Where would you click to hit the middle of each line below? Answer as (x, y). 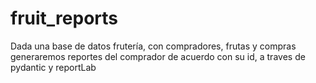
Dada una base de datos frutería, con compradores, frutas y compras (153, 46)
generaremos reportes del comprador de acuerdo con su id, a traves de (158, 56)
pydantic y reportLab (53, 67)
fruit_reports (64, 18)
